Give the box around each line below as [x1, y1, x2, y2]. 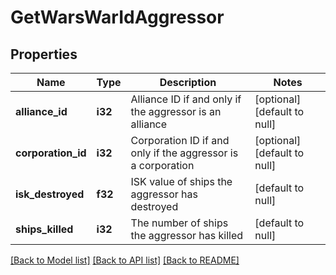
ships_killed [15, 222, 74, 236]
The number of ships [130, 216, 229, 230]
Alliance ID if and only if [130, 92, 242, 106]
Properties [10, 46, 78, 63]
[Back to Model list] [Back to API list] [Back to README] [10, 254, 240, 266]
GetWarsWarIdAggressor [10, 6, 225, 29]
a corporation [130, 159, 195, 172]
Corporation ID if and [130, 134, 230, 147]
